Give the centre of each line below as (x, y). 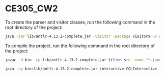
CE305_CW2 (31, 9)
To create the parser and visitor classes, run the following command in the (80, 22)
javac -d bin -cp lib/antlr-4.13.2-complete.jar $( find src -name (74, 60)
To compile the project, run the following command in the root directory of (80, 46)
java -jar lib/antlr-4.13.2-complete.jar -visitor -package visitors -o (81, 36)
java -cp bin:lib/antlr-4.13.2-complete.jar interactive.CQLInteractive (81, 69)
